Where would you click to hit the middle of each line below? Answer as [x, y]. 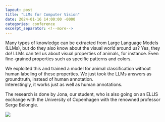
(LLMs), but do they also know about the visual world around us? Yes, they [83, 48]
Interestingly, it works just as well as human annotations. [64, 85]
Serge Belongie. [22, 105]
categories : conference [30, 24]
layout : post [19, 10]
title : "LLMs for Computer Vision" [43, 15]
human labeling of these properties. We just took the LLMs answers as [78, 74]
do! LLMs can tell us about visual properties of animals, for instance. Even [82, 54]
